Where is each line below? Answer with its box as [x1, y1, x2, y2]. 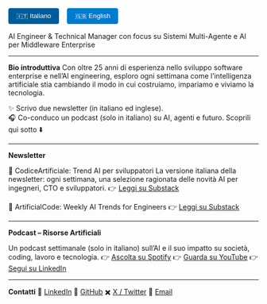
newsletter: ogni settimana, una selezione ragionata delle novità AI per [8, 175, 238, 183]
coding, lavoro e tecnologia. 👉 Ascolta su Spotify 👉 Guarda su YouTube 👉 [8, 252, 258, 261]
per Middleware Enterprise [8, 40, 95, 49]
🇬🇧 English [75, 12, 111, 20]
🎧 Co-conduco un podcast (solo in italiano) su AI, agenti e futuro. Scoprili [8, 113, 251, 122]
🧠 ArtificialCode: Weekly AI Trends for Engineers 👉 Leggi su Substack [8, 202, 240, 211]
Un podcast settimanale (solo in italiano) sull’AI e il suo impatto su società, [8, 244, 250, 252]
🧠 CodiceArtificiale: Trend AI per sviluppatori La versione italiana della [8, 166, 237, 175]
